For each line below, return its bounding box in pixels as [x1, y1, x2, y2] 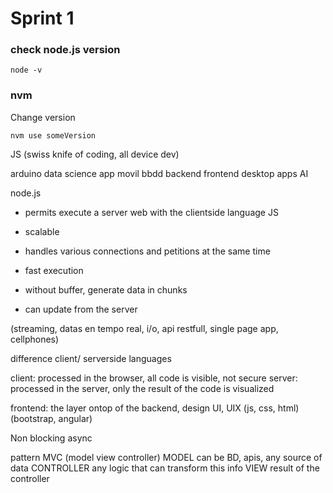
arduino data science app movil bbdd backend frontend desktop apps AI [10, 167, 309, 179]
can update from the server [24, 303, 138, 315]
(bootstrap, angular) [10, 412, 93, 424]
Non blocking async [10, 432, 93, 444]
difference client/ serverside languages [10, 352, 172, 364]
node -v [10, 65, 43, 76]
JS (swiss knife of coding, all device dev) [10, 148, 180, 160]
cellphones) [10, 333, 60, 345]
